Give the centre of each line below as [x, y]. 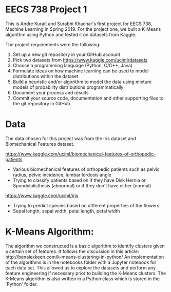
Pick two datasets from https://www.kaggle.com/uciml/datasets [80, 60]
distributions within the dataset [45, 76]
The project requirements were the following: [53, 44]
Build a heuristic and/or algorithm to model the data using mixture [82, 82]
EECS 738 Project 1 [46, 9]
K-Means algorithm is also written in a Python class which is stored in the [83, 279]
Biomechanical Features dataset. [40, 144]
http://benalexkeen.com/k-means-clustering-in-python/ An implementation [85, 257]
